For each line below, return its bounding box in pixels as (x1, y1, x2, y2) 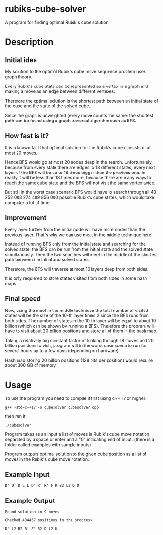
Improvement (5, 214, 47, 222)
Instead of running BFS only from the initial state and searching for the (5, 241, 146, 247)
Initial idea (5, 56, 37, 64)
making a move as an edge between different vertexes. (5, 88, 115, 94)
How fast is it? (5, 132, 49, 140)
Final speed (5, 294, 41, 303)
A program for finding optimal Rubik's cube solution (5, 19, 109, 25)
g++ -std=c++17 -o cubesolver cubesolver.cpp (5, 405, 99, 410)
